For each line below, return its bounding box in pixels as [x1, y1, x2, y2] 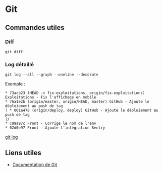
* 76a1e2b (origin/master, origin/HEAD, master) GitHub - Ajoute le [5, 99, 150, 104]
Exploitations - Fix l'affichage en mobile [5, 95, 97, 100]
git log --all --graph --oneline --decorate [5, 72, 99, 78]
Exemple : [5, 81, 26, 87]
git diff [5, 49, 23, 54]
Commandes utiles [5, 23, 64, 32]
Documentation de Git [12, 162, 57, 168]
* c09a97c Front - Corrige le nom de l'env [5, 121, 97, 126]
